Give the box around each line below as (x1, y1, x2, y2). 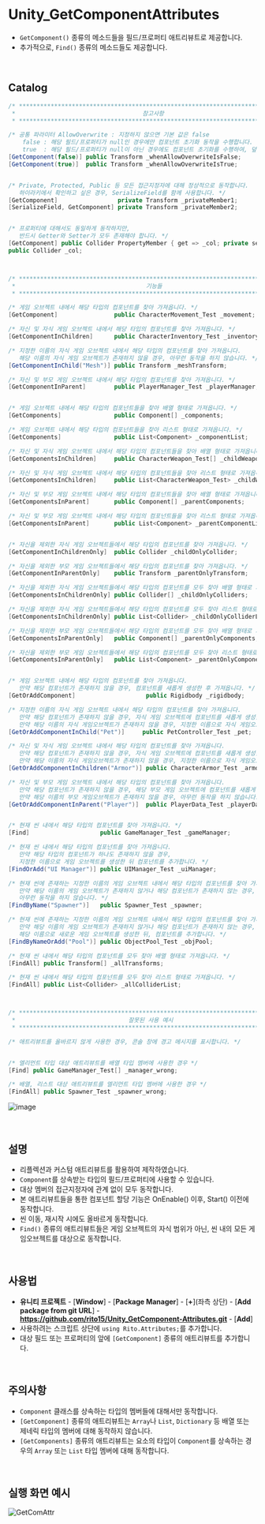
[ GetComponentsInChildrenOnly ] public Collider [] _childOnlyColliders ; (8, 591, 248, 599)
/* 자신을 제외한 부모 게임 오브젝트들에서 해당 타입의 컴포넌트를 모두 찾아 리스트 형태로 (8, 649, 258, 657)
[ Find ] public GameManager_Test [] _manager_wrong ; (8, 1066, 178, 1074)
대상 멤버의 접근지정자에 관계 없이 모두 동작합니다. (19, 1184, 174, 1193)
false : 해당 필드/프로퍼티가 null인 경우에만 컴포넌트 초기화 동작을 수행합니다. (22, 138, 254, 147)
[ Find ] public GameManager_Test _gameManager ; (8, 829, 231, 837)
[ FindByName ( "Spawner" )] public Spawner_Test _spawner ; (8, 901, 203, 909)
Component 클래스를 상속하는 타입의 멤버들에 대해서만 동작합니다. (19, 1406, 218, 1416)
